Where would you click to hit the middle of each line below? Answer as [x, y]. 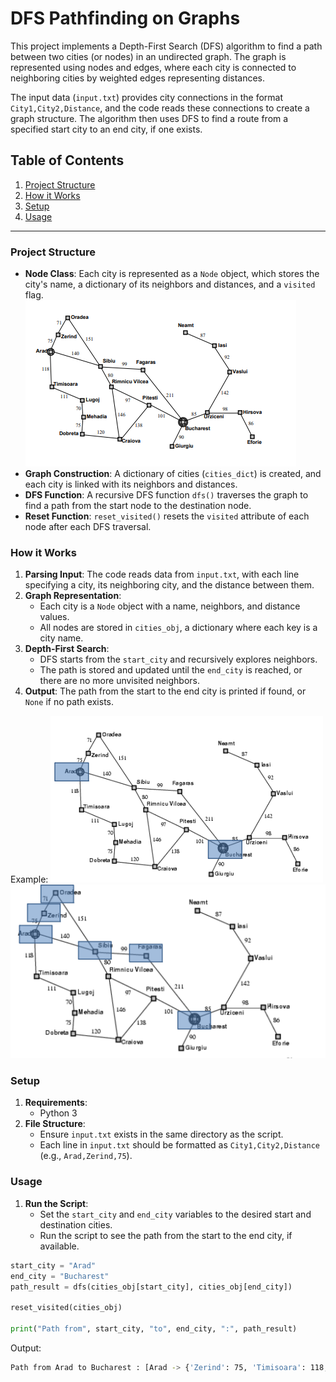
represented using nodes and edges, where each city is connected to [153, 67]
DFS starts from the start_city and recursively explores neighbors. [178, 659]
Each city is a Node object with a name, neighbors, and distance [170, 606]
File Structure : [55, 1124]
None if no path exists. [69, 702]
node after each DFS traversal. [88, 527]
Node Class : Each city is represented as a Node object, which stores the [172, 274]
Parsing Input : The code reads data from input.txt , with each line [162, 574]
